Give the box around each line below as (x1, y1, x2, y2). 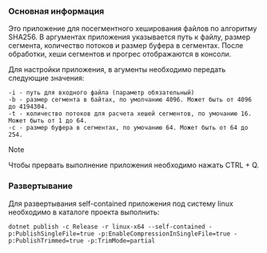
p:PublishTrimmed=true (8, 236, 84, 245)
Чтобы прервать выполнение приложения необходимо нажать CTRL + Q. (8, 160, 260, 170)
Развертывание (8, 180, 74, 191)
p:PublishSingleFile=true (8, 230, 94, 238)
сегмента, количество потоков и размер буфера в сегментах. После (8, 41, 244, 50)
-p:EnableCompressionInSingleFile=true (97, 230, 230, 238)
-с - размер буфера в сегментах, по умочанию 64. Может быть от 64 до (8, 124, 249, 132)
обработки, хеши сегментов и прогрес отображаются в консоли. (8, 50, 232, 59)
